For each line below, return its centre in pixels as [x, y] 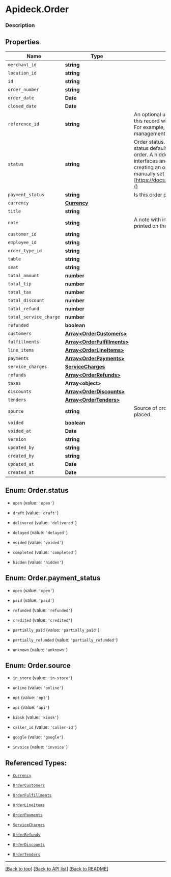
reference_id [24, 124]
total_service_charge [34, 317]
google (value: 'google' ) [38, 737]
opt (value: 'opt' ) [31, 698]
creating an [148, 167]
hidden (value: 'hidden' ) [38, 562]
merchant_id [22, 64]
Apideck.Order [37, 9]
